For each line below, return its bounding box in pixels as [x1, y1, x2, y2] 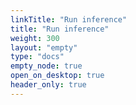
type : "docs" [10, 52, 65, 62]
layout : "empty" [10, 42, 78, 53]
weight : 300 [10, 33, 60, 43]
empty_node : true [10, 61, 83, 71]
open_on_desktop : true [10, 71, 105, 81]
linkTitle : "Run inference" [10, 14, 128, 25]
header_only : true [10, 80, 87, 90]
